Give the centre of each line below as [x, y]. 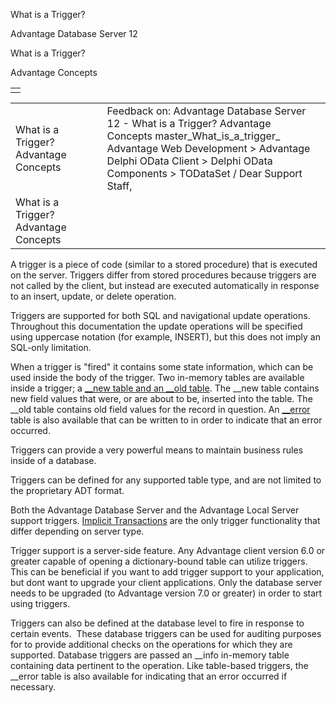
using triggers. [40, 603]
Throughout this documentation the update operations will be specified [156, 326]
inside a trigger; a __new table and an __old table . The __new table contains [165, 388]
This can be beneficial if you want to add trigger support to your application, [167, 572]
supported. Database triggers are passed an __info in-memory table [150, 655]
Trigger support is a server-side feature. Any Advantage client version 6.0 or [168, 550]
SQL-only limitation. [51, 347]
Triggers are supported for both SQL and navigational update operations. [160, 315]
